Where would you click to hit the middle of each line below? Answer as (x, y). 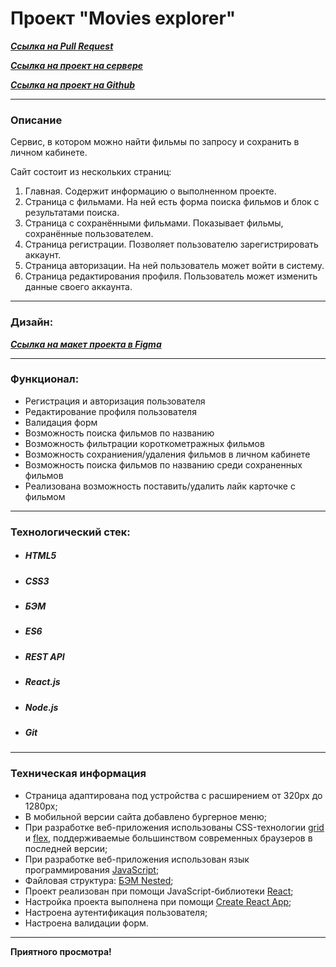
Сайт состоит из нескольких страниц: (91, 172)
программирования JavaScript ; (92, 869)
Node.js (41, 707)
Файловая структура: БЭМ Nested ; (99, 880)
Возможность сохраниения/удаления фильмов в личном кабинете (167, 454)
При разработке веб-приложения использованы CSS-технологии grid (174, 827)
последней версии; (66, 848)
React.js (42, 682)
